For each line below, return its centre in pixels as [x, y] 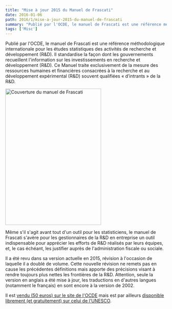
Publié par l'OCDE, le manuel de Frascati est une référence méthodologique [85, 43]
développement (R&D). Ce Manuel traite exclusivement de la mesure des [82, 65]
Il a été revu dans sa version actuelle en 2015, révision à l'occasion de [79, 258]
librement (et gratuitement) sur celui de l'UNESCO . [58, 301]
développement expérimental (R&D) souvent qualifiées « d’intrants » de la [83, 76]
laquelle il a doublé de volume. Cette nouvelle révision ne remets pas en [81, 264]
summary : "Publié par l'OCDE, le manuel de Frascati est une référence [83, 24]
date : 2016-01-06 [24, 15]
